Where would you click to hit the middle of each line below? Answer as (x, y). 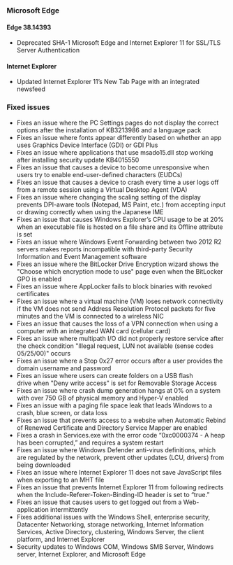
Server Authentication (48, 50)
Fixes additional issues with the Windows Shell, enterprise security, (113, 517)
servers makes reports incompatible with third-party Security (105, 249)
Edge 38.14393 (29, 27)
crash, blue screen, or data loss (62, 412)
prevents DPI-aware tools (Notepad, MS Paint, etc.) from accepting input (121, 204)
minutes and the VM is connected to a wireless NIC (90, 316)
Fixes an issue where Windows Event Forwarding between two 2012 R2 (119, 242)
